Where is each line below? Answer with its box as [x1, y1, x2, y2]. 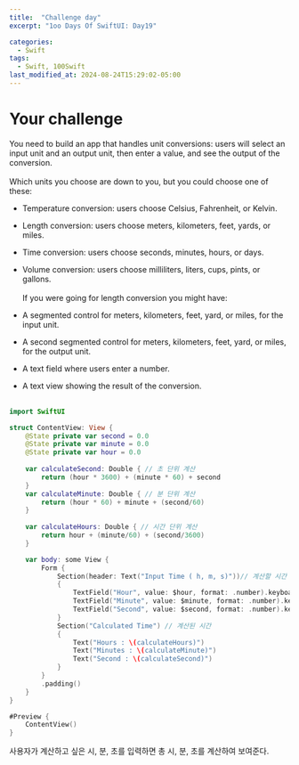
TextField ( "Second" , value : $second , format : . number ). [72, 605, 285, 614]
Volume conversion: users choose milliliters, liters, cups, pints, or [21, 264, 261, 274]
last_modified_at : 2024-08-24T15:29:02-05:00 [9, 70, 181, 80]
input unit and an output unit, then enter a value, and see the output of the [9, 148, 280, 159]
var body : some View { [25, 555, 109, 564]
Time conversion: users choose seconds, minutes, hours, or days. [21, 247, 264, 257]
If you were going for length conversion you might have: [21, 292, 228, 303]
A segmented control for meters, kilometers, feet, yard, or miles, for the [21, 309, 284, 321]
